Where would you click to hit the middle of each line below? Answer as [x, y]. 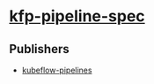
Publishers [39, 49]
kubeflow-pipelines [57, 70]
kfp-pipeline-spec [77, 16]
